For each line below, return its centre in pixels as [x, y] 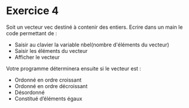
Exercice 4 [32, 11]
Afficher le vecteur [37, 57]
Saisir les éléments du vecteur [51, 50]
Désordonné [30, 92]
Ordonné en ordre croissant [48, 80]
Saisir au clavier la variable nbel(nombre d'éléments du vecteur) [92, 45]
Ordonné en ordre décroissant [51, 86]
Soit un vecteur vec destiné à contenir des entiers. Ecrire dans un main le [95, 27]
